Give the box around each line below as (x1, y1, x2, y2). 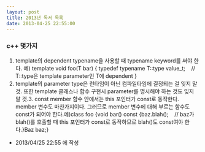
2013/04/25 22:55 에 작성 (15, 139, 79, 146)
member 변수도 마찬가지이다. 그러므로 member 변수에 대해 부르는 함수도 (15, 102, 190, 110)
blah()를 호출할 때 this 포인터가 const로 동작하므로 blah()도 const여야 (15, 118, 184, 126)
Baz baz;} (24, 126, 49, 133)
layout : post (6, 9, 40, 15)
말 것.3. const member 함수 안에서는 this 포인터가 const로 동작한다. (15, 95, 179, 102)
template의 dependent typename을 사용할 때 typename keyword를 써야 (15, 56, 193, 64)
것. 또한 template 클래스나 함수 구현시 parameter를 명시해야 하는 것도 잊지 (15, 87, 195, 95)
